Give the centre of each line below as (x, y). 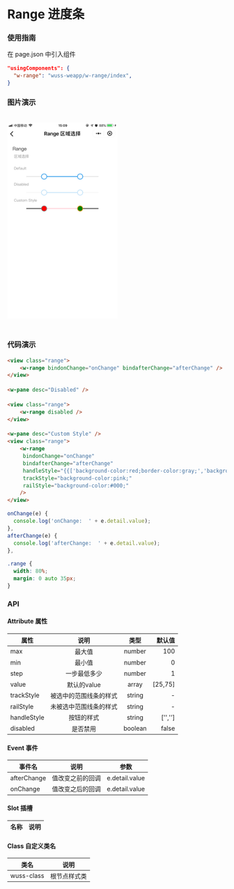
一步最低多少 (84, 674)
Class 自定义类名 (32, 846)
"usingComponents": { (39, 68)
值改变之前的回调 (76, 778)
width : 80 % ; (31, 571)
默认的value (84, 685)
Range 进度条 (46, 14)
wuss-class (27, 876)
